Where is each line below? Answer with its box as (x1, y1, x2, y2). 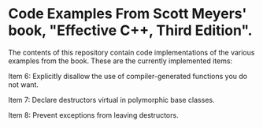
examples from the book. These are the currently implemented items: (8, 56, 233, 66)
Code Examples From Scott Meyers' (8, 5, 247, 23)
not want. (8, 80, 39, 89)
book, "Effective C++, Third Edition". (8, 21, 253, 40)
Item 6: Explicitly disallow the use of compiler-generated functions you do (8, 71, 248, 81)
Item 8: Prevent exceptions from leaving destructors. (8, 110, 179, 119)
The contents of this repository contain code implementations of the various (8, 47, 255, 57)
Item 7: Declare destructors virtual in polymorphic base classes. (8, 95, 215, 104)
